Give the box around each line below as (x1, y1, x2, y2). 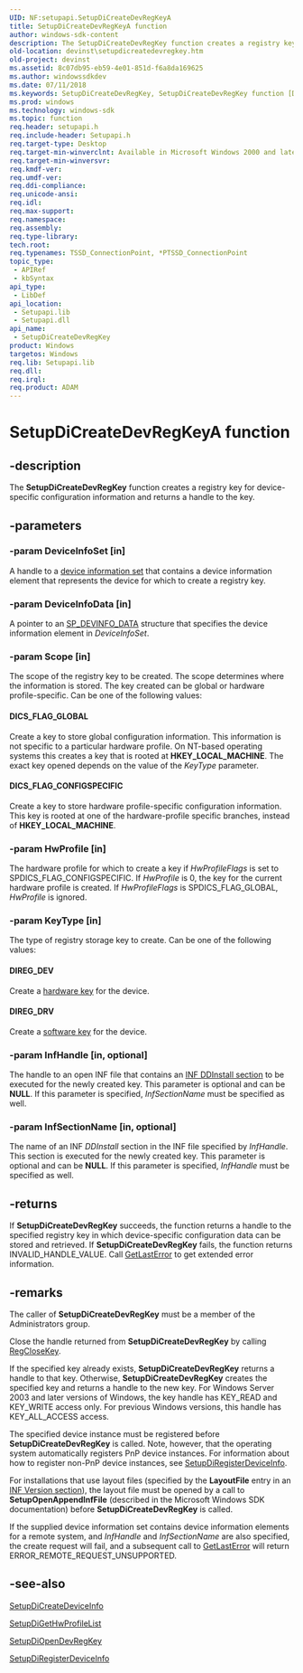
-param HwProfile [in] (9, 842, 106, 855)
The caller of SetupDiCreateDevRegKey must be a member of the (9, 1309, 255, 1320)
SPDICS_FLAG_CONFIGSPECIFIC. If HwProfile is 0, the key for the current (9, 873, 282, 884)
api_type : (9, 282, 47, 291)
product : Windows (9, 341, 75, 350)
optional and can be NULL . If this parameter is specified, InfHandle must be (9, 1160, 290, 1171)
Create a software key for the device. (9, 1026, 147, 1036)
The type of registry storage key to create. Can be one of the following (9, 935, 272, 946)
